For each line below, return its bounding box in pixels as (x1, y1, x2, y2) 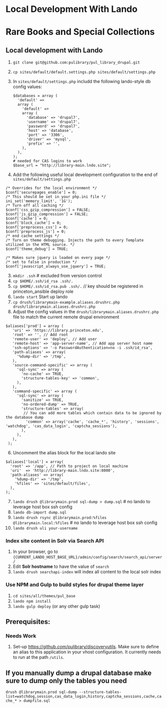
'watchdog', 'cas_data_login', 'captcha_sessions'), (5, 424, 117, 429)
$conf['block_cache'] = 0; (5, 220, 62, 226)
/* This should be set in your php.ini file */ (5, 194, 106, 199)
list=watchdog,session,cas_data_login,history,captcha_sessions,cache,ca (5, 694, 162, 699)
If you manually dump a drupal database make (5, 669, 152, 677)
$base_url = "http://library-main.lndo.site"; (12, 163, 111, 168)
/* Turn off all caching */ (5, 203, 64, 208)
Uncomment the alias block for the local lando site (12, 450, 116, 456)
